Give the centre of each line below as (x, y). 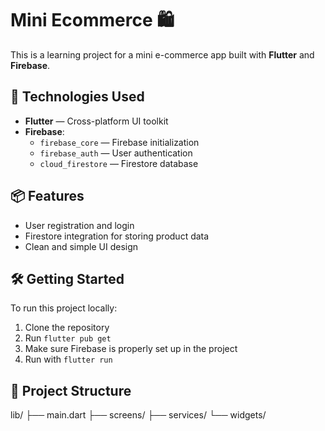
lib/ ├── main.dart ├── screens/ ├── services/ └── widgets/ (138, 415)
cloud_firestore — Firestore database (119, 163)
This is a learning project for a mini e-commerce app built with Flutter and (162, 54)
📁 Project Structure (71, 390)
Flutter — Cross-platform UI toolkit (96, 121)
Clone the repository (67, 328)
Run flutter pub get (68, 338)
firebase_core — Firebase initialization (119, 142)
